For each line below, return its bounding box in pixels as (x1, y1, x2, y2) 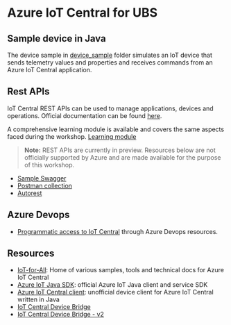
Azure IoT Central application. (7, 66, 92, 74)
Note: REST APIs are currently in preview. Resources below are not (24, 146, 216, 154)
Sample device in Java (7, 33, 106, 44)
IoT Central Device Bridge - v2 (17, 310, 104, 319)
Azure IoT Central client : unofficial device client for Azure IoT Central (17, 288, 214, 297)
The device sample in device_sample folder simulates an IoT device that (7, 51, 213, 59)
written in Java (17, 295, 60, 303)
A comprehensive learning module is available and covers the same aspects (7, 125, 224, 133)
